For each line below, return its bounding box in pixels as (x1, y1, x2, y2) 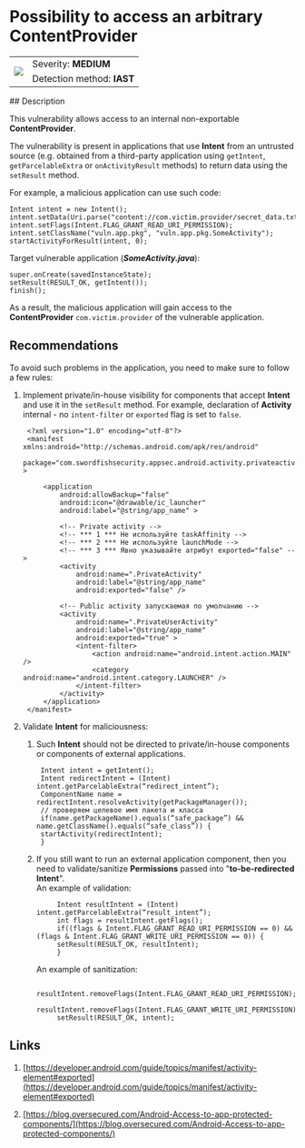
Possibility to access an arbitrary (9, 6, 263, 27)
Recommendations (9, 338, 119, 354)
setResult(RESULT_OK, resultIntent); (56, 940, 200, 949)
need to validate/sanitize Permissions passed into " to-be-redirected (35, 862, 295, 874)
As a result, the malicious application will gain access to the (9, 302, 232, 313)
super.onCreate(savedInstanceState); (9, 270, 152, 279)
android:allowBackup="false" (59, 489, 170, 499)
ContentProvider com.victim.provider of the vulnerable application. (9, 311, 265, 322)
